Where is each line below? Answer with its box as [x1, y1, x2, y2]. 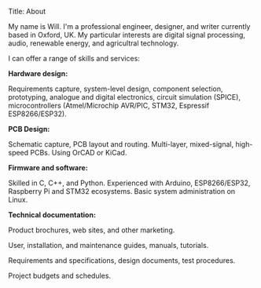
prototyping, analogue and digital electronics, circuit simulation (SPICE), [8, 93, 241, 101]
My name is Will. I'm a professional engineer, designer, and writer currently [8, 22, 251, 31]
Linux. [8, 195, 28, 204]
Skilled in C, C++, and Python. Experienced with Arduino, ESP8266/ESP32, [8, 178, 251, 188]
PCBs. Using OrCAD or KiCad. [30, 148, 127, 157]
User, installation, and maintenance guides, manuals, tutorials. [8, 241, 209, 250]
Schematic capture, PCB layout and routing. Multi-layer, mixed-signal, [8, 140, 234, 148]
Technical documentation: [8, 210, 97, 219]
